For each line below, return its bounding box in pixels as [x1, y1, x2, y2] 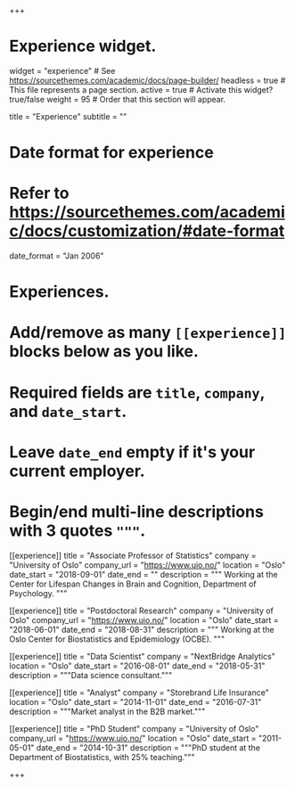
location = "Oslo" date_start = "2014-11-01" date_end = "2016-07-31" [9, 696, 262, 707]
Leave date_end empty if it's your [9, 442, 256, 462]
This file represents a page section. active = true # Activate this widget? [9, 84, 274, 94]
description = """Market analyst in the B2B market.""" [9, 706, 206, 717]
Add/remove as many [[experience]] [9, 323, 287, 343]
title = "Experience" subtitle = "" [9, 111, 127, 121]
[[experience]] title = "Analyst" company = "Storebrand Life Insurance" [9, 687, 269, 698]
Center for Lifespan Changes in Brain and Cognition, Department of [9, 578, 257, 589]
